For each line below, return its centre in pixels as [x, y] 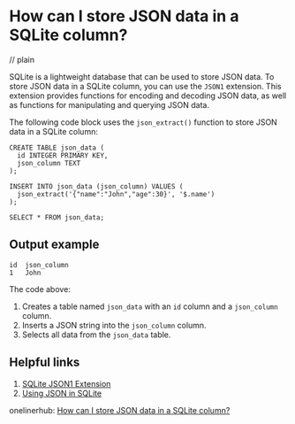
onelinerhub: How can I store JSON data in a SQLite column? [120, 410]
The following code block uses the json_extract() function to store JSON [144, 122]
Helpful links [45, 362]
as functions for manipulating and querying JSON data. [110, 104]
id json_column [39, 265]
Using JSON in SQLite [62, 393]
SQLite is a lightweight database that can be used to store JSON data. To [142, 76]
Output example [54, 245]
